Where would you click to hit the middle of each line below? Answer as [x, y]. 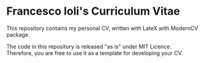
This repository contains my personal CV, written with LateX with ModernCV [102, 28]
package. [18, 34]
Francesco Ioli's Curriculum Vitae [93, 11]
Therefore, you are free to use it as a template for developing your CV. [95, 53]
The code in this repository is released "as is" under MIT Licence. [89, 46]
